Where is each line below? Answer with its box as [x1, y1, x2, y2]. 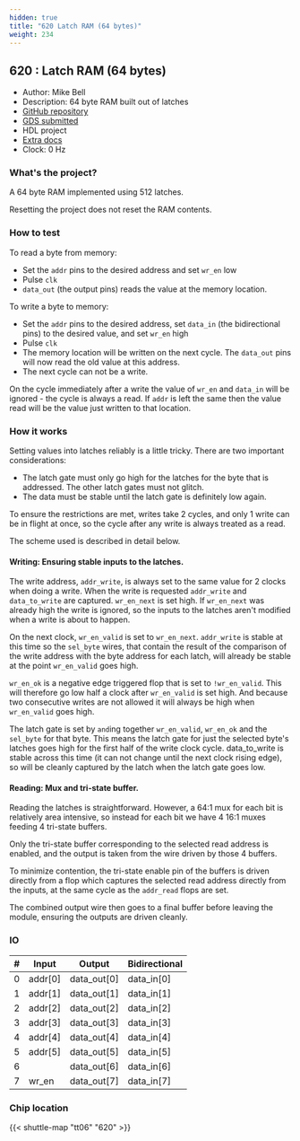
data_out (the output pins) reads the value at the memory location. [21, 284, 268, 294]
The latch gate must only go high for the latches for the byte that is [21, 472, 269, 483]
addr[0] [28, 972, 61, 985]
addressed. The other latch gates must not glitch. [21, 482, 204, 493]
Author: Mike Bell [21, 87, 86, 98]
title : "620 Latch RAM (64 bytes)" [9, 22, 142, 31]
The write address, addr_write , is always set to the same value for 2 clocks [9, 576, 287, 587]
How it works [9, 425, 68, 437]
